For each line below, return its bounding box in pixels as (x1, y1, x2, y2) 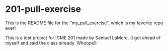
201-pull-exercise (5, 3, 81, 15)
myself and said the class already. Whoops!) (5, 40, 97, 46)
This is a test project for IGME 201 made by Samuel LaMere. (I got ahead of (5, 35, 161, 41)
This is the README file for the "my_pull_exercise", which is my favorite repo (5, 20, 163, 26)
